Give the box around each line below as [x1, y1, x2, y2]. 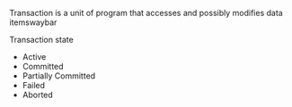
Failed [22, 80, 46, 90]
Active [22, 52, 47, 62]
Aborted [22, 89, 54, 100]
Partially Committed [22, 70, 96, 81]
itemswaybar [9, 17, 58, 28]
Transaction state [9, 35, 74, 45]
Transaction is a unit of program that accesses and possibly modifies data [9, 8, 283, 18]
